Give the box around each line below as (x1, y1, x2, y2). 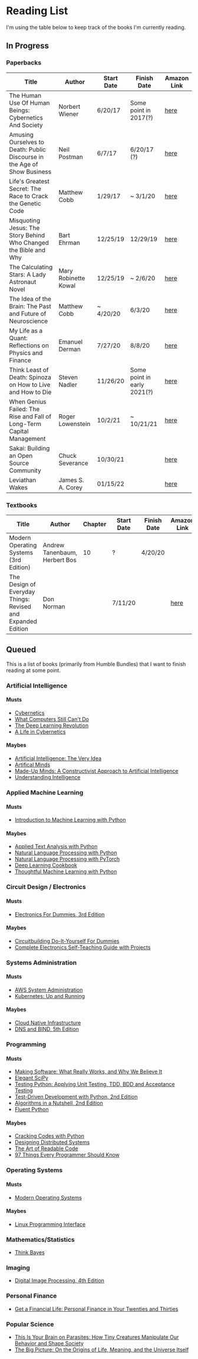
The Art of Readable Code (14, 1145, 78, 1152)
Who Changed (9, 238, 49, 247)
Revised (9, 602, 31, 611)
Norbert (58, 102, 81, 111)
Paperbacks (6, 59, 42, 67)
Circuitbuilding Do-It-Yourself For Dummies (14, 937, 120, 944)
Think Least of (9, 366, 49, 374)
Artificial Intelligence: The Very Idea (14, 755, 102, 762)
